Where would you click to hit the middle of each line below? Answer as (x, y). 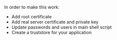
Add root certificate (31, 17)
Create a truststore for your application (51, 32)
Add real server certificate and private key (55, 22)
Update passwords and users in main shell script (61, 27)
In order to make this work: (32, 7)
